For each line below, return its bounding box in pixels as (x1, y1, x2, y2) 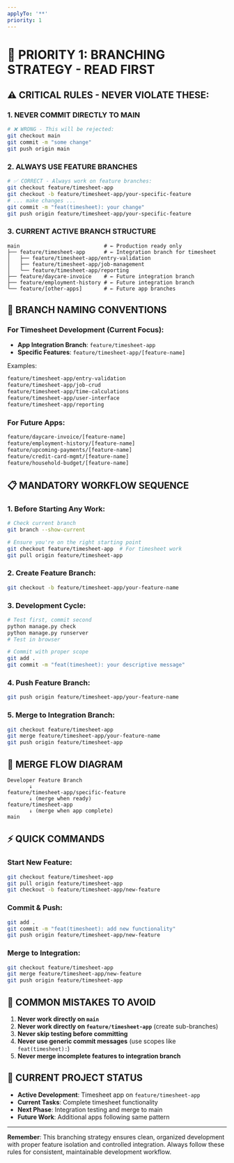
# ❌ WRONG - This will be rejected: (7, 126, 115, 133)
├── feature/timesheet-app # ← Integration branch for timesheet (7, 248, 217, 255)
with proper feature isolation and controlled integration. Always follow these (7, 1140, 225, 1148)
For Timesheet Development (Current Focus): (7, 325, 164, 335)
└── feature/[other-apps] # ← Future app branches (7, 285, 176, 292)
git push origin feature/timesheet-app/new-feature (7, 932, 160, 938)
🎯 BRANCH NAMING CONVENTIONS (7, 304, 167, 316)
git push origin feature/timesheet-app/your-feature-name (7, 694, 179, 701)
